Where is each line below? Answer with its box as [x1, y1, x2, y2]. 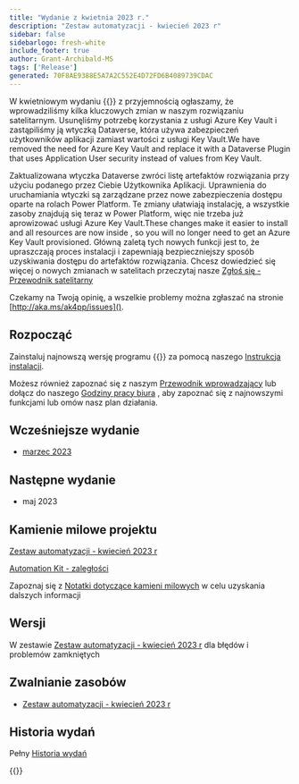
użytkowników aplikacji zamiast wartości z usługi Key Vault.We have [9, 133, 261, 144]
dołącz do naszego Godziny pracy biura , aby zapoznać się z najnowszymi [9, 387, 284, 398]
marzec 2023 [21, 446, 72, 457]
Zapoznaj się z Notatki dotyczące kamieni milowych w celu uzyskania [9, 580, 266, 591]
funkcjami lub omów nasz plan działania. [9, 397, 158, 408]
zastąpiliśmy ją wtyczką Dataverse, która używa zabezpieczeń [9, 124, 239, 135]
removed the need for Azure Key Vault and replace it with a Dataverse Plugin [9, 143, 291, 154]
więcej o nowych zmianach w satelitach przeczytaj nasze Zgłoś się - [9, 265, 262, 275]
